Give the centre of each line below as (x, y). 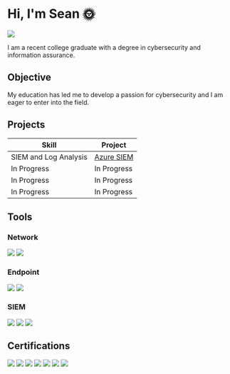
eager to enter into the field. (48, 102)
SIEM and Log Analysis (49, 157)
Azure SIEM (114, 157)
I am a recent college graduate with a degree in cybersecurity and (104, 47)
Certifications (39, 346)
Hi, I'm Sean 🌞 (51, 14)
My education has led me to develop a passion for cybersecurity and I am (115, 94)
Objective (30, 77)
